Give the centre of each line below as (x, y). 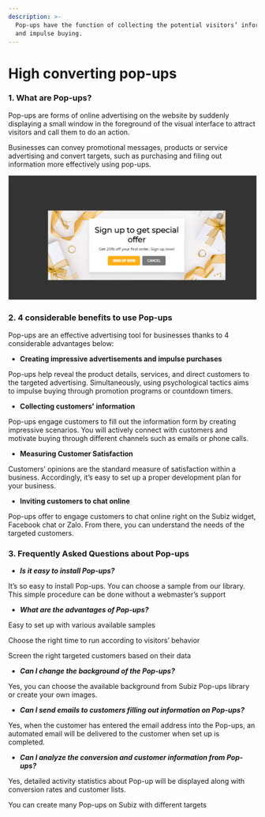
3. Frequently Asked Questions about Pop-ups (99, 553)
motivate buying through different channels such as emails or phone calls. (129, 438)
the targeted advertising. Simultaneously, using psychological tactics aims (129, 382)
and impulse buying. (49, 33)
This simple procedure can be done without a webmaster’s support (117, 594)
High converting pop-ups (93, 73)
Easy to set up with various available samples (82, 625)
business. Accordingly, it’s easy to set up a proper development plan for (125, 477)
